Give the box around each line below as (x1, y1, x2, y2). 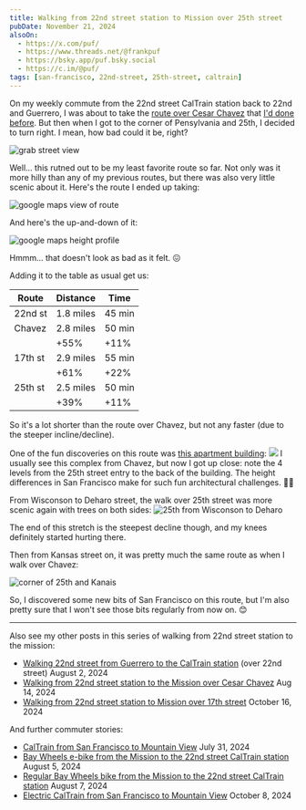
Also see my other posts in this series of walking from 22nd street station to (9, 630, 293, 641)
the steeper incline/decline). (9, 429, 115, 440)
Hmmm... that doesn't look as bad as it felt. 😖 (9, 252, 181, 263)
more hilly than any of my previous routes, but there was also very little (9, 171, 276, 182)
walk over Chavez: (9, 558, 79, 570)
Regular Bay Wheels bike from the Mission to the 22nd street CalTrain (22, 770, 284, 781)
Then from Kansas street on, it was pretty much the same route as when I (9, 549, 285, 560)
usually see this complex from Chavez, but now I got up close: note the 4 (9, 457, 283, 468)
